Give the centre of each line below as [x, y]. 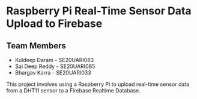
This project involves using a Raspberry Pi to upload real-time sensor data [98, 84]
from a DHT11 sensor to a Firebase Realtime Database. [74, 90]
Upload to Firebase [54, 24]
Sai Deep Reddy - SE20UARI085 [55, 66]
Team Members [36, 46]
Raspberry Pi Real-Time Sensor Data [99, 11]
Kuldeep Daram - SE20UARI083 [54, 60]
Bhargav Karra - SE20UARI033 [53, 72]
